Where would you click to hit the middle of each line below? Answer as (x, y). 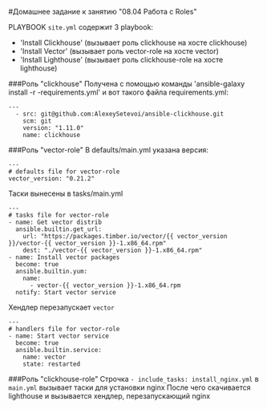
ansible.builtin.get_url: (59, 229)
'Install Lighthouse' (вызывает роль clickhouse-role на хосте (121, 60)
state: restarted (52, 364)
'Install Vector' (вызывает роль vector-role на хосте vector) (119, 51)
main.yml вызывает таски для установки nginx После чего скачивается (129, 387)
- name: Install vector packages (64, 257)
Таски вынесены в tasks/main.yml (66, 193)
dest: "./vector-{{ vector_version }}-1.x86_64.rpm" (113, 250)
